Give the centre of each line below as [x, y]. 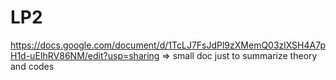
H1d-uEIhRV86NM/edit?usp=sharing [85, 55]
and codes [32, 66]
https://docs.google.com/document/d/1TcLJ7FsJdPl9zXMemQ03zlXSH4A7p [168, 45]
